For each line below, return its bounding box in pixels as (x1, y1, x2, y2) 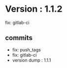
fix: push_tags (12, 46, 41, 52)
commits (5, 34, 33, 42)
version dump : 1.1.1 (12, 57, 51, 63)
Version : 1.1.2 (5, 3, 63, 15)
